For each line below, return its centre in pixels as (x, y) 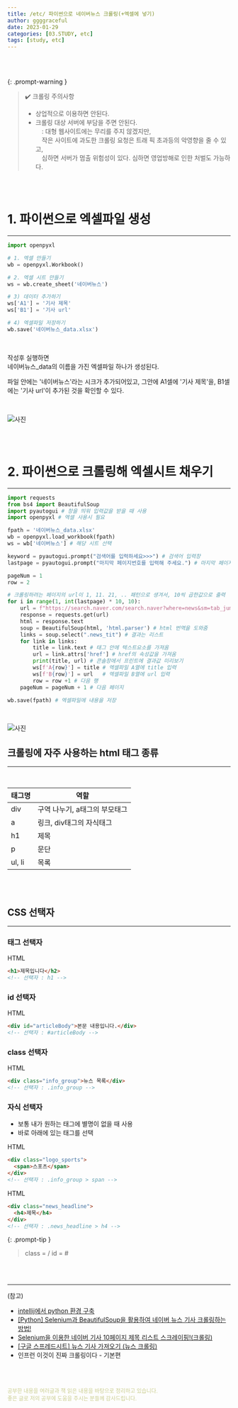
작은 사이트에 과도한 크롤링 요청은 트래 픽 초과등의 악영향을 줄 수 (130, 140)
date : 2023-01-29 (33, 27)
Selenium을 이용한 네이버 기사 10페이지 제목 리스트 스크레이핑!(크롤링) (115, 1338)
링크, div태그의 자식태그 (75, 823)
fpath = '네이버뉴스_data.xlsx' (51, 530)
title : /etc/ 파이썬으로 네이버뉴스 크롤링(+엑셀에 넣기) (81, 14)
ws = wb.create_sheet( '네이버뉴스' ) (58, 284)
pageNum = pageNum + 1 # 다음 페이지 (72, 687)
